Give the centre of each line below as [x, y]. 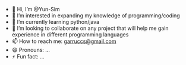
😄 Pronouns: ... [31, 50]
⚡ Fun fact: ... [28, 56]
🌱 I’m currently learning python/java [56, 22]
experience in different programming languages [70, 35]
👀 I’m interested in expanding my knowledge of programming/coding [96, 16]
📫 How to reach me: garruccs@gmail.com [64, 41]
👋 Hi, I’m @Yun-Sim [36, 9]
